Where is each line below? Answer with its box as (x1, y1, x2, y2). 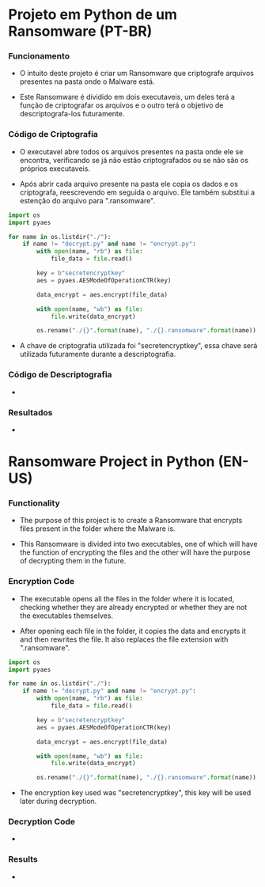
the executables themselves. (19, 611, 113, 620)
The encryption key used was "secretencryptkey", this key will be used (19, 788, 252, 798)
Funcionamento (8, 51, 70, 62)
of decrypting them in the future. (19, 556, 127, 566)
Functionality (8, 497, 61, 508)
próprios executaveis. (19, 164, 91, 173)
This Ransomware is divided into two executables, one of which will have (19, 540, 258, 549)
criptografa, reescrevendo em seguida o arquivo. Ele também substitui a (19, 188, 256, 197)
